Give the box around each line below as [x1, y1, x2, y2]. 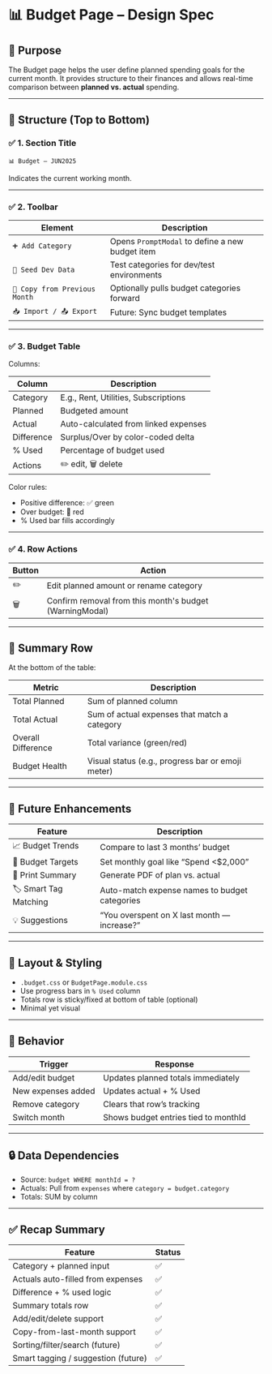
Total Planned [12, 696, 65, 707]
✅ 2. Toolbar [8, 201, 58, 213]
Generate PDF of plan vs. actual [100, 869, 220, 881]
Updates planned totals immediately [102, 1071, 240, 1083]
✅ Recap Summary [8, 1223, 105, 1237]
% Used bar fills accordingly [19, 516, 115, 526]
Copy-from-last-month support [12, 1326, 136, 1338]
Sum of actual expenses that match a [87, 709, 228, 720]
